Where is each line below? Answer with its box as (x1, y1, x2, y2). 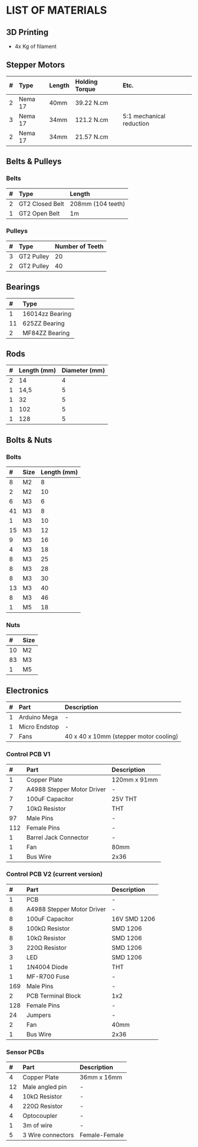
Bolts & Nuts (6, 435, 52, 445)
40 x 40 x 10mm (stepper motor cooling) (64, 732, 179, 741)
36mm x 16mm (79, 1073, 123, 1081)
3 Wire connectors (22, 1131, 74, 1139)
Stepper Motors (6, 60, 65, 70)
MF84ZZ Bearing (22, 329, 70, 337)
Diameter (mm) (61, 367, 105, 375)
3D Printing (6, 27, 49, 37)
